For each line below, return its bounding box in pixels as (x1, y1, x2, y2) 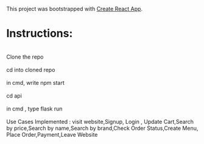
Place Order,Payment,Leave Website (6, 131, 98, 138)
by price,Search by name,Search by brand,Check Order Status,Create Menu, (6, 124, 199, 132)
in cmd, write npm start (6, 79, 65, 86)
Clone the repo (6, 53, 44, 60)
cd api (6, 92, 23, 99)
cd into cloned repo (6, 66, 55, 73)
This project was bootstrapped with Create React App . (6, 5, 143, 12)
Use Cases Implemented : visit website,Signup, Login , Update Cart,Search (6, 118, 194, 125)
